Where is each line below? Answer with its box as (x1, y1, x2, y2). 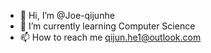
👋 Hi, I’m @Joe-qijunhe (19, 10, 115, 21)
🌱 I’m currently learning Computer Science (19, 20, 196, 32)
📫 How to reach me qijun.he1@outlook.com (19, 31, 202, 43)
